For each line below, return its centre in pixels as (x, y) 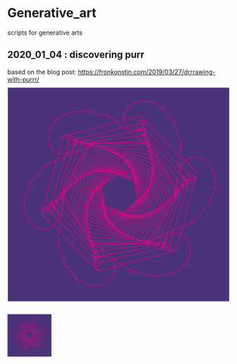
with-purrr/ (23, 79)
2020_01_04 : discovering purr (76, 55)
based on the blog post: (42, 71)
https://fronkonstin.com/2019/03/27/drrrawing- (146, 71)
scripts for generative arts (45, 33)
